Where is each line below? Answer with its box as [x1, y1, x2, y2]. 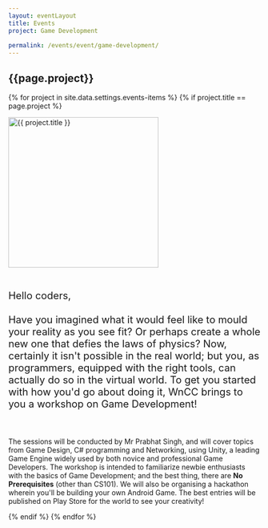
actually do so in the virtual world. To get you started [8, 373, 257, 386]
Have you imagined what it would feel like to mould [8, 313, 248, 326]
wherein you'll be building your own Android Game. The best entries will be [8, 487, 256, 498]
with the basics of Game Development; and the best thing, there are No [8, 470, 243, 480]
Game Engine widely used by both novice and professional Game [8, 453, 223, 463]
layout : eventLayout [8, 11, 78, 20]
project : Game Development [8, 26, 98, 35]
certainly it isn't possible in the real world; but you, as [8, 349, 260, 362]
